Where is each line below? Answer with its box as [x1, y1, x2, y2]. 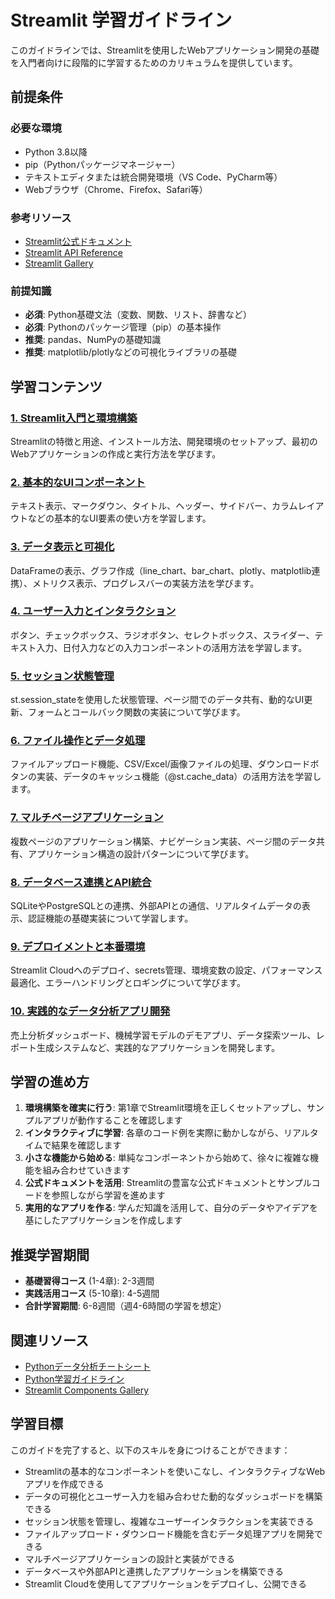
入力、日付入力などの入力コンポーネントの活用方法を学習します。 [36, 641, 308, 653]
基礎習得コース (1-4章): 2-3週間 [24, 1275, 155, 1287]
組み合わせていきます [42, 1164, 131, 1176]
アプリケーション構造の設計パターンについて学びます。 [27, 847, 255, 860]
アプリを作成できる [24, 1477, 105, 1490]
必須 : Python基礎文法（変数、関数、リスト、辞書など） [24, 309, 253, 321]
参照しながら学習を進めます [51, 1189, 166, 1201]
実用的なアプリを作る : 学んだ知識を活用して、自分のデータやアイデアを [24, 1202, 318, 1214]
